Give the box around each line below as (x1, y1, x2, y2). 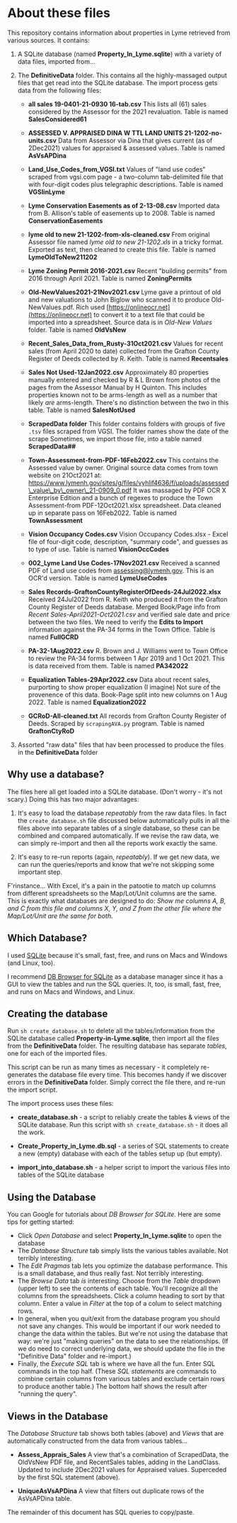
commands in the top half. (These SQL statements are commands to (17, 1367, 217, 1375)
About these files (7, 5, 111, 21)
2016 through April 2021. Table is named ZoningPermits (28, 274, 192, 282)
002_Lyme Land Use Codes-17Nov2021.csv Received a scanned (28, 558, 221, 567)
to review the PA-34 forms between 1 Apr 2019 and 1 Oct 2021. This (28, 654, 225, 663)
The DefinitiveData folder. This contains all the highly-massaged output (17, 71, 228, 79)
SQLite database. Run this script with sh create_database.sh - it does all (17, 1121, 229, 1129)
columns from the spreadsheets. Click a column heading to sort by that (17, 1292, 225, 1300)
